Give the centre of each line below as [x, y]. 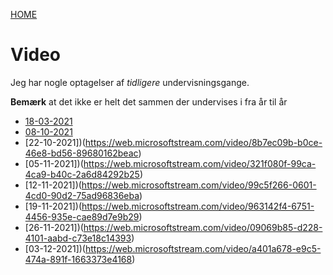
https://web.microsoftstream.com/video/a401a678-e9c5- [203, 248]
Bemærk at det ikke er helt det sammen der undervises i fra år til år [149, 101]
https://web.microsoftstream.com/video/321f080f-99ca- [200, 163]
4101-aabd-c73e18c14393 [78, 238]
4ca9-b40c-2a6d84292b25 [82, 174]
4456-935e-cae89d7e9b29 [82, 216]
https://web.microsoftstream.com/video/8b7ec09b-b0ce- [203, 142]
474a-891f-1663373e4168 [78, 259]
